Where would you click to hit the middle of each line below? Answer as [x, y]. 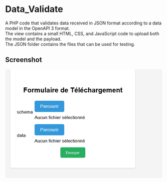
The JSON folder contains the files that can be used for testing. [70, 44]
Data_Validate [34, 9]
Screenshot [24, 60]
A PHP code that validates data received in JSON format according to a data [83, 23]
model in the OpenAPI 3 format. [38, 28]
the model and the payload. [33, 39]
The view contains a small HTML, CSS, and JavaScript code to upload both [82, 33]
